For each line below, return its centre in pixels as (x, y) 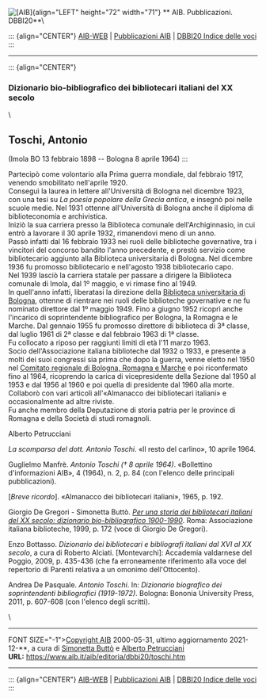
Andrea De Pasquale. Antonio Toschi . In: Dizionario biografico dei (115, 585)
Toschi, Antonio (48, 140)
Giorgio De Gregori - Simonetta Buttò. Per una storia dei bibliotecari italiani (130, 512)
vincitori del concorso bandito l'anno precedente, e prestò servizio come (127, 250)
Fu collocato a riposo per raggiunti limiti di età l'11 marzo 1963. (110, 343)
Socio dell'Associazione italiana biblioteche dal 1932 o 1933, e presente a (127, 351)
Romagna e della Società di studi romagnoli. (80, 418)
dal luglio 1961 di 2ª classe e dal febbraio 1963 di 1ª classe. (104, 334)
